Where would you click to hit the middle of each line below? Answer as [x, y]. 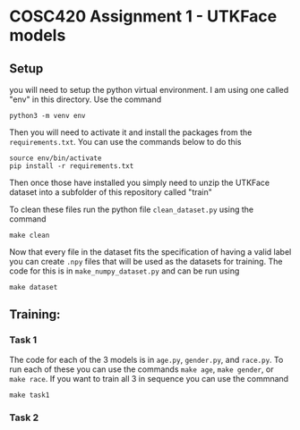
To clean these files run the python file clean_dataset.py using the [131, 209]
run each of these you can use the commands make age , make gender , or [141, 369]
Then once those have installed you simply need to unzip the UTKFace [140, 182]
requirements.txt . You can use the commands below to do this [125, 142]
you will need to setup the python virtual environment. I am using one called [149, 90]
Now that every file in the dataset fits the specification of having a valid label [150, 252]
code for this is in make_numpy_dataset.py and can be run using [124, 271]
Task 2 [24, 417]
